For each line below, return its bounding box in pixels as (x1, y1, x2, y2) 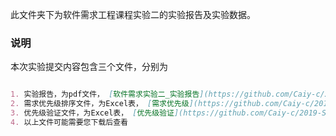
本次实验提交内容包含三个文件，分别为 (10, 61, 168, 73)
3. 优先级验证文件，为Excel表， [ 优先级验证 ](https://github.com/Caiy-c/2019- (10, 108, 323, 118)
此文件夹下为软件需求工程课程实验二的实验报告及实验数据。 (10, 9, 256, 20)
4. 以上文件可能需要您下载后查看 (10, 117, 128, 127)
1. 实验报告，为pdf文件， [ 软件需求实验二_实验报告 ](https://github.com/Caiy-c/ (10, 89, 325, 100)
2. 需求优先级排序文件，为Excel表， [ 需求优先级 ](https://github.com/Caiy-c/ (10, 99, 315, 109)
